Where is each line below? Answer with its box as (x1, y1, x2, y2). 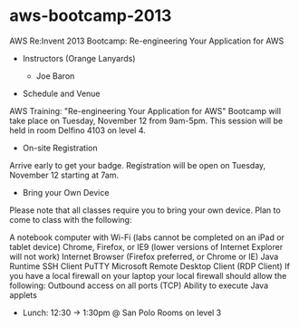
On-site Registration (22, 142, 98, 153)
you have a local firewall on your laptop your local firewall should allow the (9, 270, 287, 281)
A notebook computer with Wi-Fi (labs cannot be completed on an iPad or (9, 232, 285, 243)
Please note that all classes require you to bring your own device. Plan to (9, 205, 281, 216)
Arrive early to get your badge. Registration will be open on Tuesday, (9, 159, 266, 170)
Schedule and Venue (22, 88, 101, 99)
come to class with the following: (9, 214, 132, 225)
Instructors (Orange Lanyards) (22, 53, 136, 63)
